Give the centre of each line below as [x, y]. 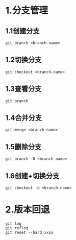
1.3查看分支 [23, 89]
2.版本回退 [28, 210]
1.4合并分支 [24, 118]
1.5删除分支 [23, 147]
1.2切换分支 [23, 60]
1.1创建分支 [22, 31]
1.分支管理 [27, 10]
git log [14, 224]
